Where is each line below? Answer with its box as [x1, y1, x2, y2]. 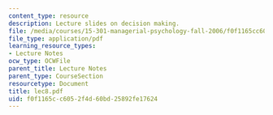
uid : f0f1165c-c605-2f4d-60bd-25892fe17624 [8, 95, 158, 103]
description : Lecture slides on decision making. [8, 19, 180, 28]
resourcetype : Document [8, 79, 89, 87]
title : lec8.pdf [8, 87, 63, 96]
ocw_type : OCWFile [8, 57, 71, 66]
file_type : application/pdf [8, 34, 104, 43]
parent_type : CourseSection [8, 72, 104, 80]
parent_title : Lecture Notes [8, 65, 107, 73]
